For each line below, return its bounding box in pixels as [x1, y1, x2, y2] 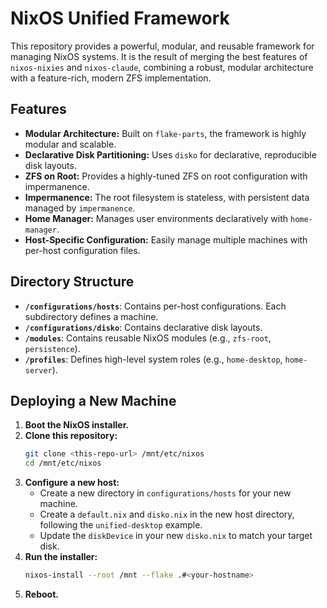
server [24, 365, 53, 376]
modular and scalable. [24, 138, 117, 150]
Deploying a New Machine [10, 392, 177, 409]
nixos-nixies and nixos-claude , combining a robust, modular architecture [10, 61, 314, 73]
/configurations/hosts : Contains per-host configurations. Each [24, 300, 287, 312]
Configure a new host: [24, 477, 120, 489]
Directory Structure [10, 273, 135, 291]
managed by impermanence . [24, 202, 136, 214]
